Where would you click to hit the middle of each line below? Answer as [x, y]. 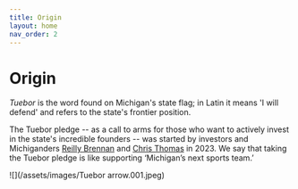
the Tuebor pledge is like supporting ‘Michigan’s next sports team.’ [132, 158]
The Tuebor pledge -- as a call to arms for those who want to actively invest [149, 129]
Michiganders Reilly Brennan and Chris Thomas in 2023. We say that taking [148, 149]
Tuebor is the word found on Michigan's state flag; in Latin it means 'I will [144, 103]
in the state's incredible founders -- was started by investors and [129, 139]
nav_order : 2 [34, 34]
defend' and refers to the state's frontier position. [100, 112]
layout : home [34, 26]
